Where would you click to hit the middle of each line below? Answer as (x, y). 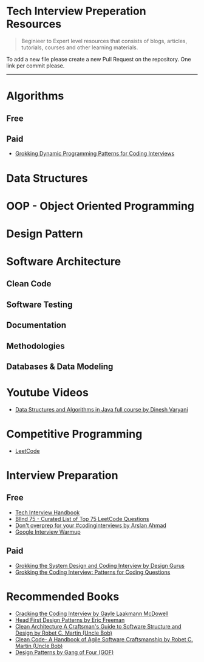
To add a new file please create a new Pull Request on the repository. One (99, 59)
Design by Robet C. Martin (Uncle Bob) (63, 633)
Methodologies (36, 346)
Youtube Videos (48, 393)
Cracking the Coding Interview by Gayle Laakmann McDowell (92, 613)
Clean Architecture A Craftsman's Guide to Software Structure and (98, 626)
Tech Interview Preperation (76, 11)
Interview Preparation (62, 476)
